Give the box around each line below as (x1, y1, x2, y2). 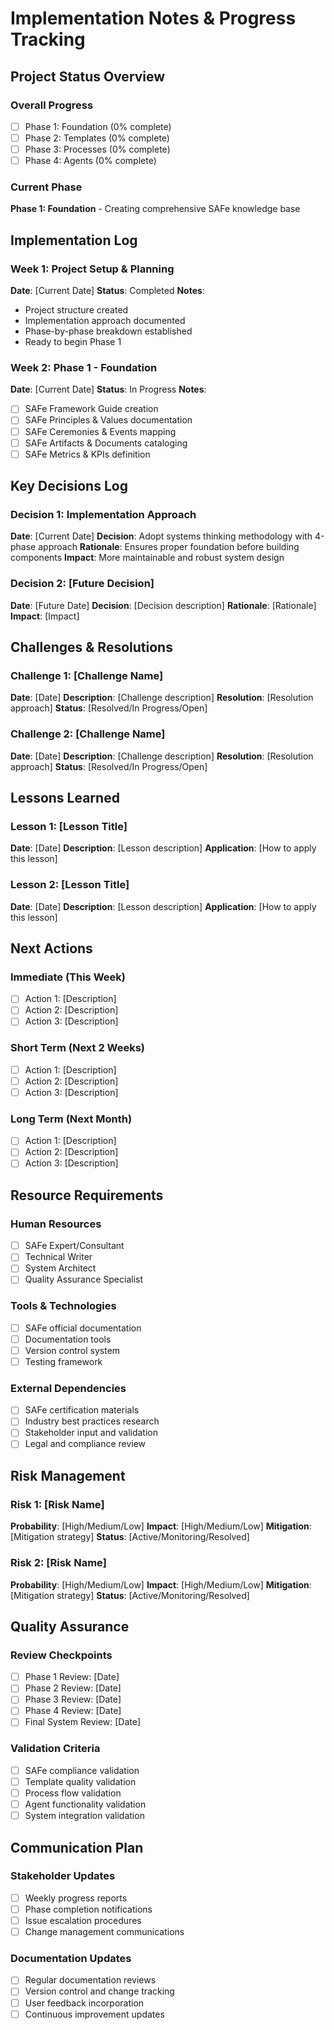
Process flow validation (24, 1787, 122, 1799)
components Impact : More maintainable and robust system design (10, 552, 285, 564)
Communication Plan (10, 1839, 144, 1856)
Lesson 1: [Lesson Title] (10, 820, 128, 833)
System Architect (24, 1262, 97, 1274)
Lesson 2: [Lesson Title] (10, 878, 130, 892)
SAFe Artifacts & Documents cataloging (24, 437, 188, 449)
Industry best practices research (24, 1415, 160, 1427)
